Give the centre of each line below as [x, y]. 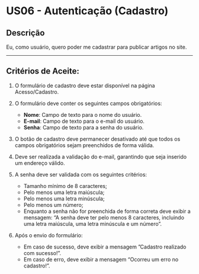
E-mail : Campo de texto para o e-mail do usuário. [84, 121]
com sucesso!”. [42, 253]
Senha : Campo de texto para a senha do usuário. [84, 127]
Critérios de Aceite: [43, 71]
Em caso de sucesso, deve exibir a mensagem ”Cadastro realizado [105, 247]
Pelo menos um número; [53, 205]
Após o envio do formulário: [49, 235]
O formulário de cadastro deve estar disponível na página [85, 85]
